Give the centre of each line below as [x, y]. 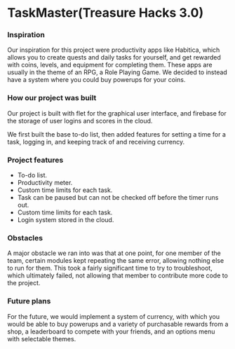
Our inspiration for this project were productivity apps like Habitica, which [114, 50]
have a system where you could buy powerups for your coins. [96, 80]
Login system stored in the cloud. [66, 220]
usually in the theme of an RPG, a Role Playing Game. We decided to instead [117, 72]
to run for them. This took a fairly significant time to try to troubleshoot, [110, 268]
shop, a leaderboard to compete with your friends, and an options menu [111, 331]
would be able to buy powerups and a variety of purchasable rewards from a [118, 324]
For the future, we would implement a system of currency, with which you [114, 316]
